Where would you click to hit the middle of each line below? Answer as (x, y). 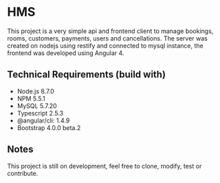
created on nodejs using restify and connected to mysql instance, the (106, 45)
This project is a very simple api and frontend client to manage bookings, (110, 31)
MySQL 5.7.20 (37, 106)
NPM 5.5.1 (31, 98)
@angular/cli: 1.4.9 (43, 120)
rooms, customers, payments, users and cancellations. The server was (108, 38)
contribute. (23, 173)
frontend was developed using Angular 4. (66, 53)
